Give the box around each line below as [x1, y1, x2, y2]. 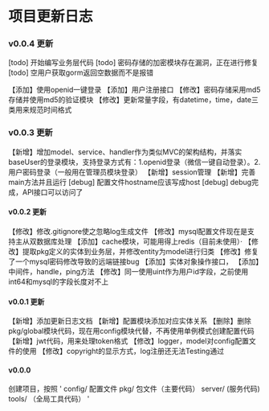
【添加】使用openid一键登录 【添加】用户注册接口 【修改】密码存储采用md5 [8, 85, 261, 95]
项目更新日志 [8, 7, 94, 26]
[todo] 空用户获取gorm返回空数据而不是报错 [8, 68, 154, 77]
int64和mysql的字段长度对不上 [8, 277, 109, 286]
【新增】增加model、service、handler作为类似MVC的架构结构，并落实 [8, 146, 243, 157]
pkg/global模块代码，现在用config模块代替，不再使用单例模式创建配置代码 [8, 327, 255, 336]
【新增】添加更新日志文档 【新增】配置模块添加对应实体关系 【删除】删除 [8, 316, 251, 326]
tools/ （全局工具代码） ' [8, 394, 90, 404]
